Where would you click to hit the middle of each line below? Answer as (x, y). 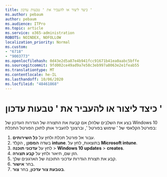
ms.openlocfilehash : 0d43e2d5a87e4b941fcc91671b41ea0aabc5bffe (72, 61)
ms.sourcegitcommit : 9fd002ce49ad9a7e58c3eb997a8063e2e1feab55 (72, 65)
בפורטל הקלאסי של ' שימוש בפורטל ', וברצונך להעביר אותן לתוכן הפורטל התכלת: (81, 128)
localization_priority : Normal (38, 42)
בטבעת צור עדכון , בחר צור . (39, 169)
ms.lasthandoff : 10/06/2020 (34, 79)
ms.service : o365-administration (40, 33)
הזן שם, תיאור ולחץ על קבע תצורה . (45, 153)
